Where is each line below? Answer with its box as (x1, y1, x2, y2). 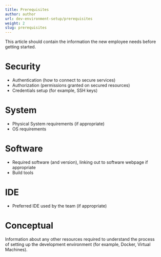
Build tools (12, 170, 34, 175)
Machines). (5, 246, 28, 252)
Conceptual (5, 220, 54, 231)
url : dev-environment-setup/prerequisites (5, 16, 93, 21)
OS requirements (12, 126, 46, 132)
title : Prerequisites (5, 7, 49, 12)
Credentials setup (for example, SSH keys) (12, 87, 98, 93)
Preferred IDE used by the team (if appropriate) (12, 203, 107, 209)
